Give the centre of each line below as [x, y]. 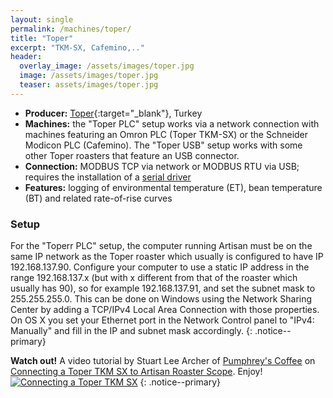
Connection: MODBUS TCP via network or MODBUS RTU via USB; [162, 166]
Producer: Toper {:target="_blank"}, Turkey [113, 113]
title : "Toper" [42, 38]
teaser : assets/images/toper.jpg [89, 85]
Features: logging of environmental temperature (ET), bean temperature [173, 187]
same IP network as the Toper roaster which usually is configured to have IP [167, 257]
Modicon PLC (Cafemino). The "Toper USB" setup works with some [163, 145]
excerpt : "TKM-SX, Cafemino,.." [77, 47]
